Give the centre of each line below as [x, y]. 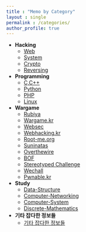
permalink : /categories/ [38, 22]
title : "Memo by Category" [41, 12]
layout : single [26, 17]
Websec [34, 127]
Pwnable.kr [37, 177]
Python [32, 89]
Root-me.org [39, 139]
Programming [32, 76]
